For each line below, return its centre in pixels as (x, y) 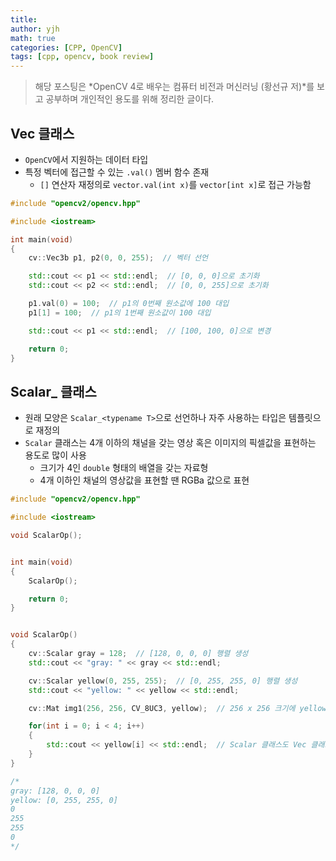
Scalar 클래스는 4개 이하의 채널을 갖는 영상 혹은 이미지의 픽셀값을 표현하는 (170, 443)
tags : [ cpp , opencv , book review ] (82, 57)
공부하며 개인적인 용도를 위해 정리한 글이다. (130, 99)
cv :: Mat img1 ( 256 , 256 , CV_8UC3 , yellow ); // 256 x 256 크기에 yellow (177, 708)
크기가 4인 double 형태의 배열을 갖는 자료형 (124, 468)
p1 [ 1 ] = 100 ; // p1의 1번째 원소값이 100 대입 (120, 312)
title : (24, 19)
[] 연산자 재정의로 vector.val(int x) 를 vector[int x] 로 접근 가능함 (175, 184)
